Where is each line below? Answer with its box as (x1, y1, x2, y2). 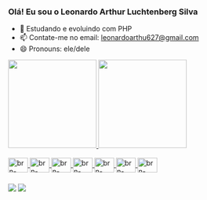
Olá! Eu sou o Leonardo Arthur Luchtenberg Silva (8, 6, 198, 17)
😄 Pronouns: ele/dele (19, 44, 90, 53)
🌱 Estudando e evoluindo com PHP (19, 24, 133, 34)
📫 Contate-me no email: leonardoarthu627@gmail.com (19, 33, 199, 42)
